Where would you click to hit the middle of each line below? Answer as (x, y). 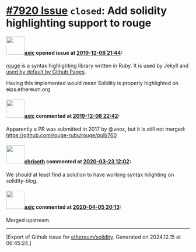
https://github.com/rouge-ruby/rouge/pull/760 (62, 135)
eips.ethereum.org (28, 89)
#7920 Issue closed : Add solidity (87, 11)
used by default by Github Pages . (46, 72)
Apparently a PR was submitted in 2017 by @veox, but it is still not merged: (96, 129)
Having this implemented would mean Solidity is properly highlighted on (92, 83)
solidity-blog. (22, 181)
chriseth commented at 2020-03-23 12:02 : (78, 162)
